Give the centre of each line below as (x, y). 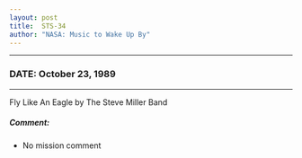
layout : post (34, 18)
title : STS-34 (38, 26)
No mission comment (62, 145)
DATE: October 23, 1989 (63, 75)
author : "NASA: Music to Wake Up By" (80, 34)
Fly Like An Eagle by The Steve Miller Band (89, 102)
